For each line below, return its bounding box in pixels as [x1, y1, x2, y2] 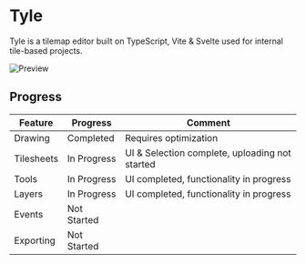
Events [14, 208, 44, 220]
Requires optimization [124, 131, 219, 144]
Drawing [14, 131, 50, 144]
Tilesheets [14, 152, 59, 165]
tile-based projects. [9, 45, 84, 56]
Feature [19, 116, 54, 128]
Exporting [14, 234, 56, 247]
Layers [14, 188, 44, 200]
